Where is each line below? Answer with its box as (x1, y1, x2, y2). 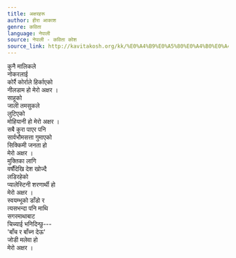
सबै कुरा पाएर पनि (7, 125, 46, 133)
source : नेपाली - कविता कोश (7, 36, 77, 43)
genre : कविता (7, 23, 41, 30)
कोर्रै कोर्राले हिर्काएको (7, 78, 53, 86)
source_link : (7, 43, 46, 50)
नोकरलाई (7, 70, 28, 78)
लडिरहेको (7, 172, 29, 181)
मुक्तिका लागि (7, 157, 37, 165)
